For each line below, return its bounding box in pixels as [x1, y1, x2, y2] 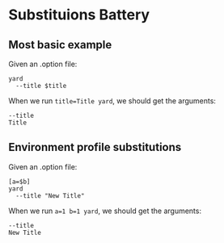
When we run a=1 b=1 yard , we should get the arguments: [8, 206, 202, 216]
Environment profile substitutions [8, 140, 182, 154]
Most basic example [8, 38, 112, 52]
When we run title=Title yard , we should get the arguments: [8, 96, 217, 106]
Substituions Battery [8, 6, 150, 24]
